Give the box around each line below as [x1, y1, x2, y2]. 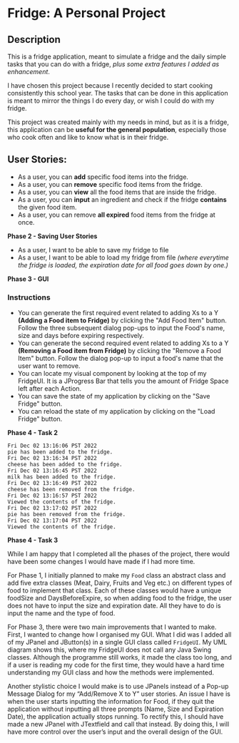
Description [7, 34, 61, 46]
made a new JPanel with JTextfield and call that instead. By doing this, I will [7, 720, 230, 729]
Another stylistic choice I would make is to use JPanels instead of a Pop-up [7, 682, 229, 691]
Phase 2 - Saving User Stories [7, 232, 98, 240]
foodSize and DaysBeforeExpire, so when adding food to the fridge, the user [7, 594, 232, 603]
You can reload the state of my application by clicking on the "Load [17, 407, 215, 416]
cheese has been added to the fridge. [7, 461, 123, 468]
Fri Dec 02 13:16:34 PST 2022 [7, 455, 98, 462]
